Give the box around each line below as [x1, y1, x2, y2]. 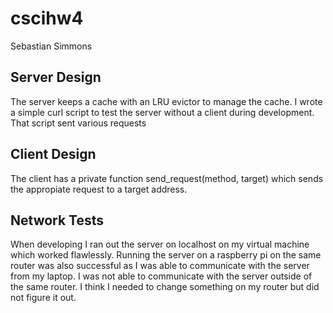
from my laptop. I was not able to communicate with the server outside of [10, 270, 313, 282]
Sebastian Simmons [10, 40, 93, 52]
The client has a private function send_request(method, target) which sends [10, 172, 324, 184]
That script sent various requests [10, 117, 147, 129]
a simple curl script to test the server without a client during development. [10, 106, 315, 118]
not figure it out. [10, 292, 77, 304]
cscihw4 [10, 7, 84, 30]
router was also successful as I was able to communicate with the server [10, 260, 310, 272]
